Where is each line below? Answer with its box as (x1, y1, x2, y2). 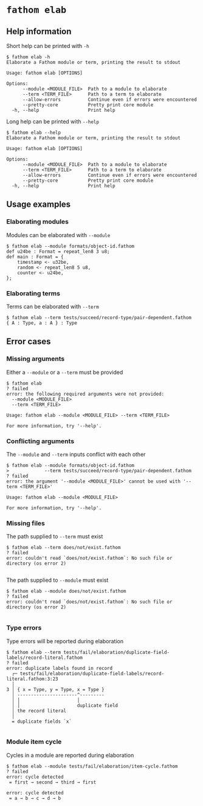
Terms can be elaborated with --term (6, 303, 99, 310)
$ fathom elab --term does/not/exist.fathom (6, 545, 121, 551)
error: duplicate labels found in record (6, 665, 113, 671)
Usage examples (6, 199, 71, 210)
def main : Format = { (6, 253, 64, 260)
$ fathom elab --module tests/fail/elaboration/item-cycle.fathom (6, 763, 178, 770)
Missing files (6, 518, 46, 527)
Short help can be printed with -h (6, 43, 89, 49)
